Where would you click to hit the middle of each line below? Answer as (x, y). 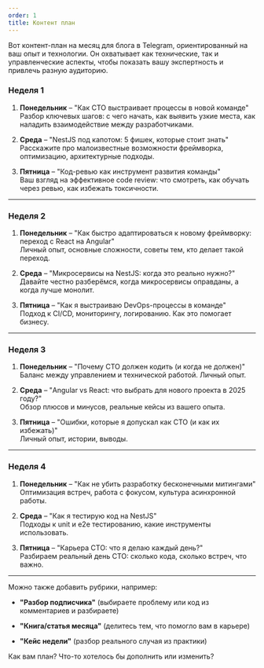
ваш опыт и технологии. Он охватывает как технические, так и (113, 53)
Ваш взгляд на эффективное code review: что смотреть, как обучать (134, 180)
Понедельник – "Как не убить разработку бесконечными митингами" (137, 483)
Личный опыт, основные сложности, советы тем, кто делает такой (131, 250)
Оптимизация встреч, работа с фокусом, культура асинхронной (127, 492)
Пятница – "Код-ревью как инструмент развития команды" (120, 171)
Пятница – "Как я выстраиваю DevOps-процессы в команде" (123, 305)
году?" (30, 398)
